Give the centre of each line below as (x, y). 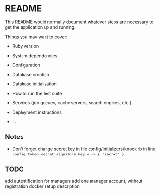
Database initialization (34, 84)
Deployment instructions (37, 112)
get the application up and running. (40, 27)
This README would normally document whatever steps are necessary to (79, 22)
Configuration (26, 65)
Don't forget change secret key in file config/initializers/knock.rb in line (84, 149)
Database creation (31, 74)
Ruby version (25, 46)
